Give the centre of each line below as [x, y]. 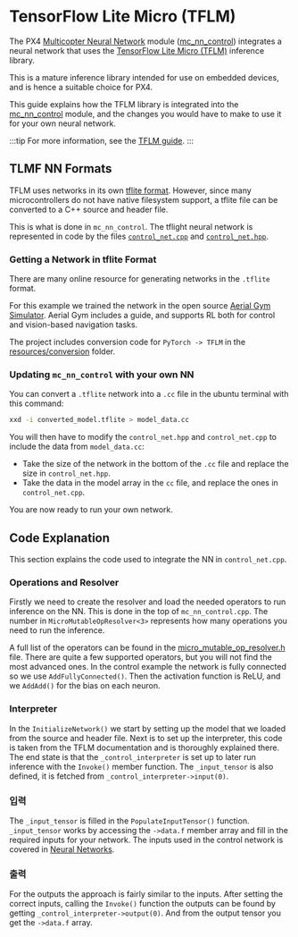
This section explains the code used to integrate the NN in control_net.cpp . [148, 560]
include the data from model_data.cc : [77, 447]
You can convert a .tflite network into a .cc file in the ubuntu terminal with [149, 394]
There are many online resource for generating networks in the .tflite [140, 279]
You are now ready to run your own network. [91, 510]
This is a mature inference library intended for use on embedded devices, [144, 77]
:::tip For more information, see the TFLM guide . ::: [102, 140]
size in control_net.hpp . [66, 473]
